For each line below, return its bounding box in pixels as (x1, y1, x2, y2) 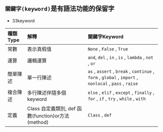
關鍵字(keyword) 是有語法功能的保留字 (5, 4, 115, 13)
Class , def (87, 111, 112, 118)
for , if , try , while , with (87, 95, 146, 102)
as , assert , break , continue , (87, 67, 155, 74)
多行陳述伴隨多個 (27, 89, 66, 96)
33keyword (12, 17, 35, 23)
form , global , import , (87, 74, 138, 81)
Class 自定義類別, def (27, 105, 76, 112)
